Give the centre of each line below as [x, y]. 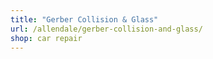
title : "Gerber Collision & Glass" [84, 19]
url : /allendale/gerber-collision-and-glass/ [106, 29]
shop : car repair [46, 38]
